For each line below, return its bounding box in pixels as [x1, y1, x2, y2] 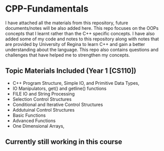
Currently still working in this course [5, 137, 123, 146]
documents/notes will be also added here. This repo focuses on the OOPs [5, 25, 159, 31]
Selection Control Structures [12, 96, 72, 102]
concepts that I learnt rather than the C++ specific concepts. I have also [5, 30, 155, 36]
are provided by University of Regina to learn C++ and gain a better [5, 41, 145, 47]
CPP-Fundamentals [5, 3, 89, 15]
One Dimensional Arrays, [12, 123, 65, 129]
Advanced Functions [12, 117, 56, 124]
